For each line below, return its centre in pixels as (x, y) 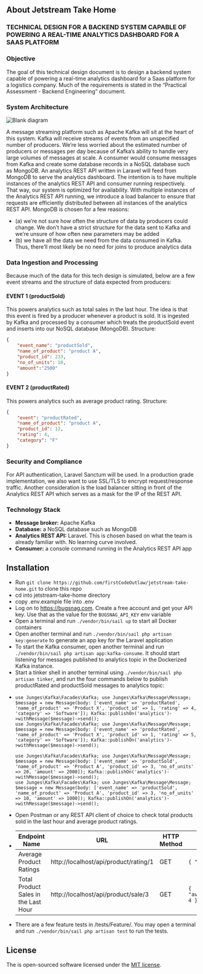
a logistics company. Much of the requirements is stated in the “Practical (97, 85)
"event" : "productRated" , (50, 418)
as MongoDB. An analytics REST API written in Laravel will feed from (92, 170)
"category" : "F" (38, 440)
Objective (21, 59)
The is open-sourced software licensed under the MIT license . (84, 965)
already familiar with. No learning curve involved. (76, 542)
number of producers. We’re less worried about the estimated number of (97, 144)
